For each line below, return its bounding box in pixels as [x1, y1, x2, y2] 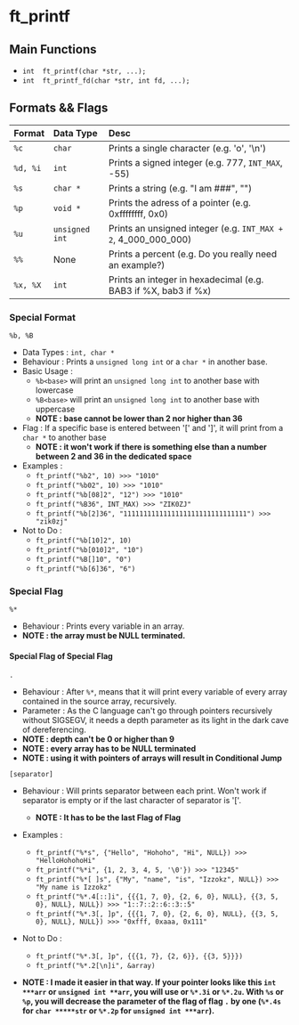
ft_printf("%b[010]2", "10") [35, 546, 144, 555]
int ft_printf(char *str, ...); [21, 67, 147, 76]
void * [53, 203, 82, 213]
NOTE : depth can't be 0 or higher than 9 [21, 733, 175, 744]
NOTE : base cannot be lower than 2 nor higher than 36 [35, 413, 243, 424]
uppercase [35, 403, 76, 415]
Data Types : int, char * [21, 347, 116, 358]
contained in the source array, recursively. [21, 696, 177, 706]
